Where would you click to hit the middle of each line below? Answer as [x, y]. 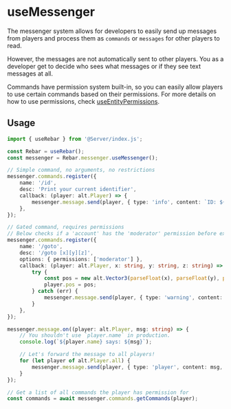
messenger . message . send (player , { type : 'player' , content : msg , [128, 367]
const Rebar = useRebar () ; [46, 151]
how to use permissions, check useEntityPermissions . [84, 101]
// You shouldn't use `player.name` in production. [95, 335]
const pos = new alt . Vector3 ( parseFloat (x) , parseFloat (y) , [132, 278]
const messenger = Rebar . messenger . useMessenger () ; [82, 158]
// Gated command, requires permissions [66, 228]
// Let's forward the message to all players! [87, 355]
